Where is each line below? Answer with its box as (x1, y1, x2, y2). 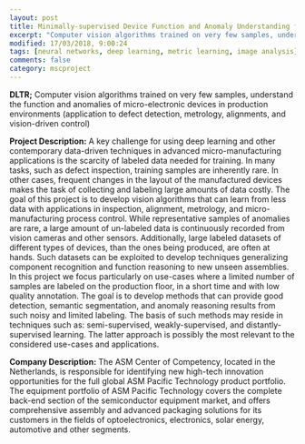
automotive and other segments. (9, 424, 132, 435)
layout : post (9, 13, 59, 23)
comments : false (9, 55, 71, 65)
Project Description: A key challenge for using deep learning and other (9, 136, 276, 146)
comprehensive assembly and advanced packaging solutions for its (9, 404, 262, 415)
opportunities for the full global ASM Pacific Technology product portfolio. (9, 375, 286, 387)
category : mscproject (9, 65, 92, 74)
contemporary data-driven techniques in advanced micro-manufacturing (9, 145, 281, 156)
